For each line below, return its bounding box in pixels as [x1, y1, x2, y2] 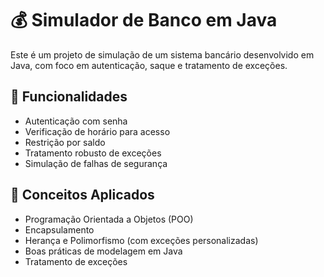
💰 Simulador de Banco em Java [10, 9, 278, 32]
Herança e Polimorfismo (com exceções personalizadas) [24, 234, 259, 246]
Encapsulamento [24, 223, 95, 236]
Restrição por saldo [24, 136, 106, 148]
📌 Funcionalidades [10, 88, 128, 106]
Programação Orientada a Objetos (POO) [24, 213, 194, 225]
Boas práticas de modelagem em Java [24, 245, 183, 257]
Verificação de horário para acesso [24, 125, 171, 137]
